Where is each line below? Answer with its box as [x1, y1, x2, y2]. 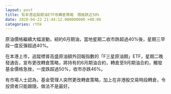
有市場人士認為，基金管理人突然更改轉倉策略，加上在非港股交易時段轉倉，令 [5, 77, 166, 83]
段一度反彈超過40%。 [5, 43, 51, 49]
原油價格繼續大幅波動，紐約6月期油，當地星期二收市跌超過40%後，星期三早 [5, 36, 165, 42]
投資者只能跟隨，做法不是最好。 [5, 83, 72, 89]
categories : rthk [5, 21, 42, 27]
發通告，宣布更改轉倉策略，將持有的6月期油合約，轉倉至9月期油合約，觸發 [5, 59, 163, 66]
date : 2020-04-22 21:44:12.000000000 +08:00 [5, 17, 101, 22]
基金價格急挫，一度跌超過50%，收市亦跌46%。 [5, 66, 106, 72]
